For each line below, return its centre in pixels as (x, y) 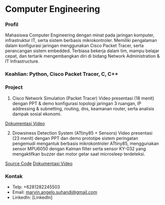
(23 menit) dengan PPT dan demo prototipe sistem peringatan (75, 138)
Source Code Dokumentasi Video (39, 163)
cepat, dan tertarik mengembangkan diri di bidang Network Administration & (82, 56)
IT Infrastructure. (22, 61)
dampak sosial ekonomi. (37, 114)
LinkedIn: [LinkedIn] (32, 197)
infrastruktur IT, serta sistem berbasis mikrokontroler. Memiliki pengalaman (81, 40)
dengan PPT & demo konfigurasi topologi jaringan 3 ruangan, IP (77, 103)
